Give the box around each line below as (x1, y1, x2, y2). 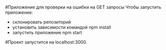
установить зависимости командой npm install (12, 24, 111, 30)
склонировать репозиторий (12, 19, 71, 25)
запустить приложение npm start (12, 30, 82, 35)
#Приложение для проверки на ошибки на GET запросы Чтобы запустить (5, 4, 162, 10)
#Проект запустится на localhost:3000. (5, 39, 88, 45)
